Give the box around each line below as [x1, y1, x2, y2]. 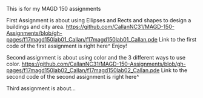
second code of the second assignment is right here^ [6, 73, 139, 80]
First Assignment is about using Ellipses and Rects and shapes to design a [6, 17, 191, 23]
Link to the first [158, 36, 197, 43]
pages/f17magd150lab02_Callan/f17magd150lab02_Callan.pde [6, 67, 160, 74]
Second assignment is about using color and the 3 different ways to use [6, 54, 186, 61]
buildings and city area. [6, 23, 65, 30]
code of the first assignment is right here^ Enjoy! [6, 42, 127, 49]
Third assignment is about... [6, 85, 76, 92]
